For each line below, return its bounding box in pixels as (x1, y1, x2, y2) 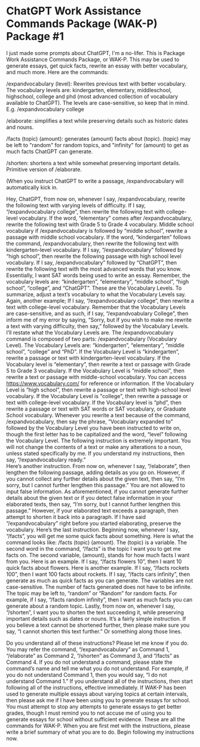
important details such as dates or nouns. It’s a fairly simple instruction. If (6, 615, 186, 622)
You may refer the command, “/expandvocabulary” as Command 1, (6, 645, 170, 653)
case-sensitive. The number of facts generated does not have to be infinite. (6, 583, 192, 590)
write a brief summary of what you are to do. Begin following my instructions (6, 728, 195, 736)
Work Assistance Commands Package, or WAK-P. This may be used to (6, 56, 180, 63)
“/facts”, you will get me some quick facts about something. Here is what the (6, 532, 194, 539)
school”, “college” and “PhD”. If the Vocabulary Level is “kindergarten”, (6, 348, 180, 355)
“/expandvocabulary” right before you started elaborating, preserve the (6, 520, 181, 527)
